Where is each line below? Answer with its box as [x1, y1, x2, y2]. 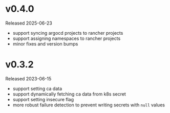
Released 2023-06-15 [5, 75, 52, 82]
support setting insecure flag [12, 96, 74, 102]
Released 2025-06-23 [5, 20, 52, 26]
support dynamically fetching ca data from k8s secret [12, 91, 126, 97]
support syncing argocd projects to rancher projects [12, 30, 123, 36]
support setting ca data [12, 85, 62, 92]
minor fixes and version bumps [12, 40, 78, 47]
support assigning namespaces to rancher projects [12, 35, 121, 41]
